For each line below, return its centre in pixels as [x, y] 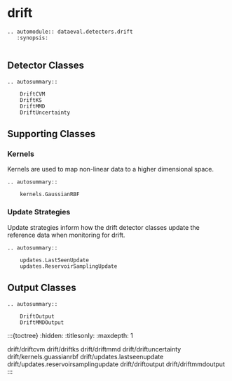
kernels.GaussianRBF [50, 195]
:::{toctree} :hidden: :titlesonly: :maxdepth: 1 [70, 335]
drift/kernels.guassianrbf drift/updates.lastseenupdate [86, 356]
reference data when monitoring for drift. [66, 235]
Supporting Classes [52, 134]
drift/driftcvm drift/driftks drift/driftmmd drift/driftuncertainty [94, 349]
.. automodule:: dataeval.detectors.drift [70, 32]
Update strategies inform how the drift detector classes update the [103, 227]
